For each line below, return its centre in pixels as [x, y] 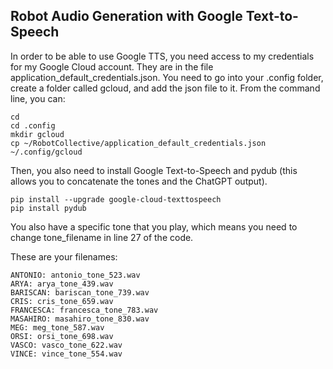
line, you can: [38, 98]
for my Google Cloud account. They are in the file [112, 66]
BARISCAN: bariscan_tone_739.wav [80, 292]
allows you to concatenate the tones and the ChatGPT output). [139, 181]
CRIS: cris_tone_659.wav [62, 301]
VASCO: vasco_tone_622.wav [66, 345]
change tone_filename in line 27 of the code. [102, 237]
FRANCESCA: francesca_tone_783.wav [84, 310]
